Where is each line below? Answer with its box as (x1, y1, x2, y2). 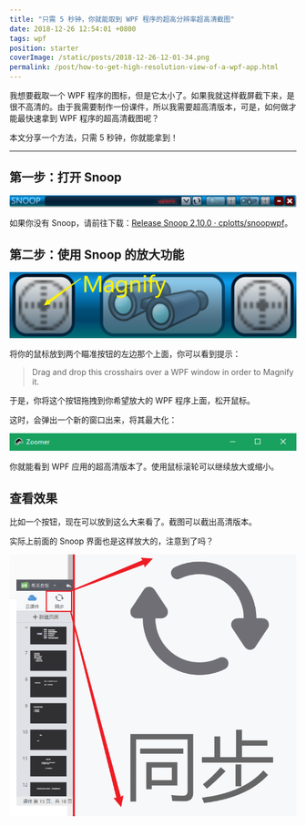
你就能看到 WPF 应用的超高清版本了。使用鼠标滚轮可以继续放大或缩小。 (9, 461, 280, 473)
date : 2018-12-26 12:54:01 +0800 (9, 24, 137, 34)
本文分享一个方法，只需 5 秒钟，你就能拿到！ (9, 132, 179, 143)
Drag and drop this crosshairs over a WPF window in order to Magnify (31, 366, 294, 377)
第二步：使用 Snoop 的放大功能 (9, 247, 185, 262)
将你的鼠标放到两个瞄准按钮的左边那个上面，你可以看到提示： (9, 348, 241, 359)
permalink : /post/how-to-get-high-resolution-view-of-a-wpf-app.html (9, 63, 280, 72)
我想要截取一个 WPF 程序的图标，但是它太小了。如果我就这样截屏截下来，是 (9, 90, 295, 100)
